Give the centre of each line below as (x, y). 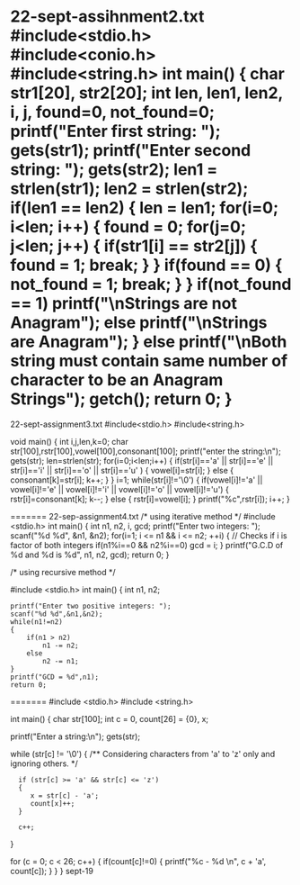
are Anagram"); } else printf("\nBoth (149, 342)
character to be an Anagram (117, 380)
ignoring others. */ (44, 763)
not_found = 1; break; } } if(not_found (151, 284)
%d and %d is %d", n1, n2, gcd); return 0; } (90, 555)
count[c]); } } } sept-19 (52, 871)
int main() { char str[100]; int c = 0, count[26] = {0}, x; (110, 718)
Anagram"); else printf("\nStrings (139, 323)
